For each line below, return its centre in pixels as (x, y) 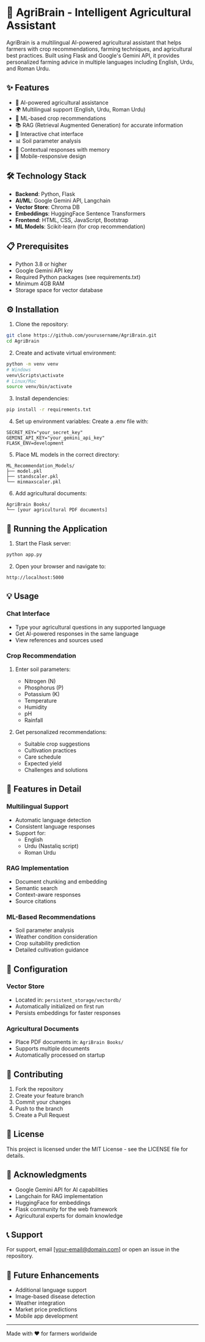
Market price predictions (46, 1310)
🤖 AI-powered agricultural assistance (62, 102)
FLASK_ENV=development (35, 443)
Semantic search (36, 888)
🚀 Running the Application (57, 529)
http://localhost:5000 (35, 577)
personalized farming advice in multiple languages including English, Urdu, (100, 62)
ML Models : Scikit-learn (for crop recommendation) (80, 227)
